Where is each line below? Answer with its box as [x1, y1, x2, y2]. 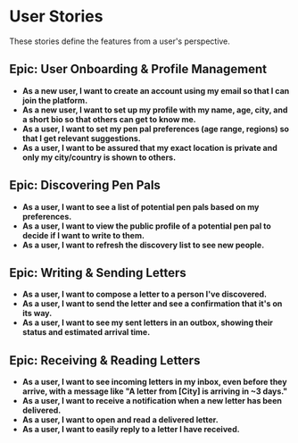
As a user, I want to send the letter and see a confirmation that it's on [21, 298, 283, 309]
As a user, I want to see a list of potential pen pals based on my [21, 201, 260, 212]
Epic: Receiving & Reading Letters [9, 353, 201, 368]
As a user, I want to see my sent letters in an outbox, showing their [21, 317, 274, 328]
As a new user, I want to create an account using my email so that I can [21, 85, 290, 96]
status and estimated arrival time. [21, 327, 151, 338]
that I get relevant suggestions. [21, 132, 141, 144]
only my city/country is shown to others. [21, 152, 177, 163]
